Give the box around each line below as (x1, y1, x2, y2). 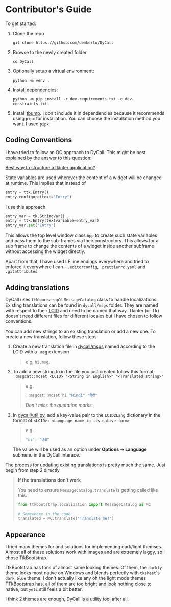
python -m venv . (12, 78, 50, 83)
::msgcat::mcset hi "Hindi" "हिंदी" (25, 393, 98, 398)
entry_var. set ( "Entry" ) (5, 223, 56, 228)
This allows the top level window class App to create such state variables (5, 232, 157, 238)
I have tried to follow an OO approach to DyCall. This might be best (5, 149, 146, 155)
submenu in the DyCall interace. (12, 451, 80, 458)
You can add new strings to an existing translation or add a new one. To (5, 328, 156, 334)
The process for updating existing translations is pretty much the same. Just (5, 462, 166, 468)
